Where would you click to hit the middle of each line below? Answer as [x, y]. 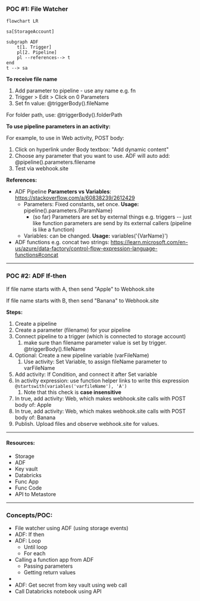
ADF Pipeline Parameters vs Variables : [63, 192]
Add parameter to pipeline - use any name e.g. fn [75, 91]
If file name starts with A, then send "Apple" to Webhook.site [80, 289]
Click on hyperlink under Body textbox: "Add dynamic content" [92, 150]
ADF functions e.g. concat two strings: [62, 242]
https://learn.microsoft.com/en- [149, 242]
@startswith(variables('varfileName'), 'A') [71, 386]
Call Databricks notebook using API [58, 591]
